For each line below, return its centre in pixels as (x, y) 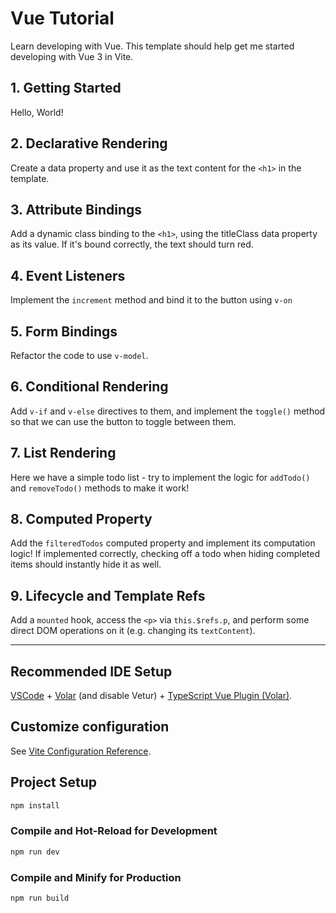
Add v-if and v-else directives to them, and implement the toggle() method (168, 411)
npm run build (40, 898)
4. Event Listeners (68, 275)
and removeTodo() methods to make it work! (100, 488)
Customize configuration (90, 727)
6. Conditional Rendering (89, 387)
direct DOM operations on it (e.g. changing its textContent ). (133, 631)
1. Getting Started (66, 88)
